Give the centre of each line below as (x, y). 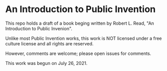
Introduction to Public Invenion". (39, 28)
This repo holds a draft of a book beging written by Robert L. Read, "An (80, 23)
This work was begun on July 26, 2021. (46, 63)
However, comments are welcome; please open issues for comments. (78, 53)
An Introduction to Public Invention (80, 9)
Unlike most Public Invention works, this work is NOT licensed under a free (83, 38)
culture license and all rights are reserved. (49, 43)
